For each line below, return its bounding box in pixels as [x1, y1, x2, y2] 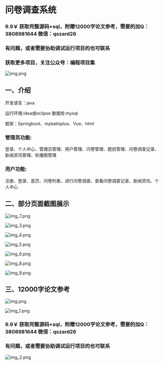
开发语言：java [5, 100, 35, 106]
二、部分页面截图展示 [5, 200, 69, 208]
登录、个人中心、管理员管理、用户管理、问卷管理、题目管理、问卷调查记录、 [5, 146, 159, 152]
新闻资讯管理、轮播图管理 [5, 152, 57, 158]
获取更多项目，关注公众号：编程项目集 [5, 59, 95, 66]
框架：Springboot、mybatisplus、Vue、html [5, 121, 94, 127]
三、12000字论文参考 [5, 285, 70, 294]
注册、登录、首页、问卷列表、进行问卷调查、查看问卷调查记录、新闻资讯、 [5, 178, 155, 183]
